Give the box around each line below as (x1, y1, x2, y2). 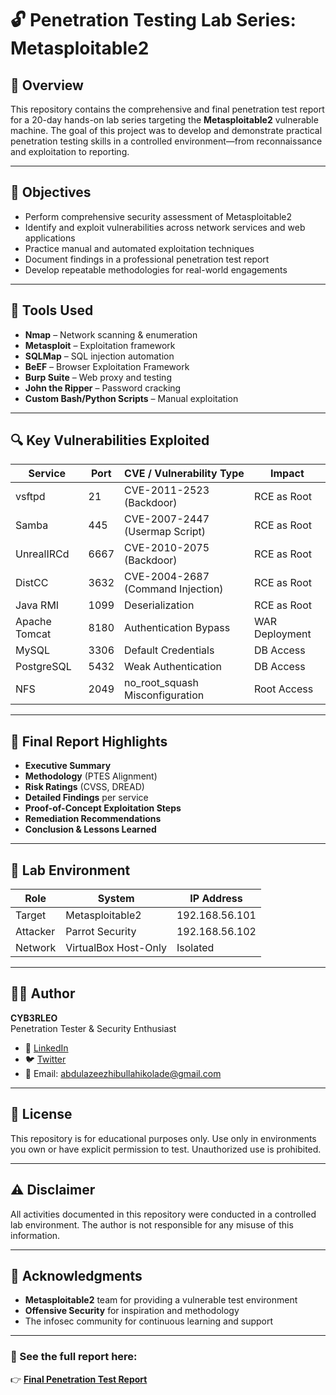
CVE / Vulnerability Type (124, 467, 245, 481)
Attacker (15, 925, 56, 939)
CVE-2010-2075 (124, 541, 210, 555)
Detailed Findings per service (24, 792, 149, 804)
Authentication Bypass (124, 621, 231, 635)
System (97, 892, 135, 906)
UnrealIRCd (15, 547, 70, 561)
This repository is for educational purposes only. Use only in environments (10, 1132, 317, 1144)
